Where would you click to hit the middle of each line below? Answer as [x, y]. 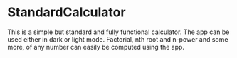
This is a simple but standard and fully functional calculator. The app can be [118, 32]
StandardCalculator [67, 12]
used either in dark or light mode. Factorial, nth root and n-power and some [118, 39]
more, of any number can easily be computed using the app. [96, 47]
